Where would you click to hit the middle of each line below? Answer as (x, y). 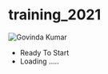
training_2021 (55, 15)
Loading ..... (40, 61)
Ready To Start (44, 52)
